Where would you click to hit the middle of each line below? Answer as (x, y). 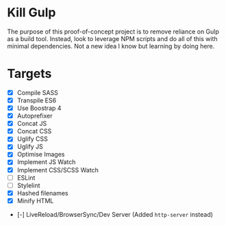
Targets (29, 74)
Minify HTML (35, 200)
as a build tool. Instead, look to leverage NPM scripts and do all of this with (112, 38)
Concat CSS (34, 131)
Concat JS (32, 124)
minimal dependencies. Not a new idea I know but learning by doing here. (111, 46)
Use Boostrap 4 (39, 108)
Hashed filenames (42, 193)
